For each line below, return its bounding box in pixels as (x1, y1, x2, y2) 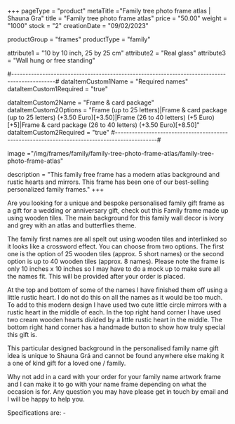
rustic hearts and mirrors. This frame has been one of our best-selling (7, 178, 209, 186)
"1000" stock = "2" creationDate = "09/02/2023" (7, 22, 149, 29)
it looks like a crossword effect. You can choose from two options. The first (7, 242, 224, 251)
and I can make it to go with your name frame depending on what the (7, 380, 207, 388)
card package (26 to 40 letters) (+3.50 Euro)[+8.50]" (46, 121, 200, 129)
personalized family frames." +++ (7, 185, 104, 193)
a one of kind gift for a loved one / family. (7, 359, 126, 367)
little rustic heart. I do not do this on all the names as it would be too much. (7, 293, 223, 301)
